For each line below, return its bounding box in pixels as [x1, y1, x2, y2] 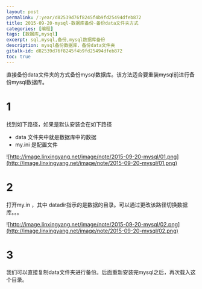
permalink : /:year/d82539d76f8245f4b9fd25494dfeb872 [6, 14, 142, 20]
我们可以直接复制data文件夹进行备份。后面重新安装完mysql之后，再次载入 [6, 269, 191, 276]
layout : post [6, 8, 39, 15]
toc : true [6, 54, 31, 60]
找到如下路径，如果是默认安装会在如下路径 [6, 120, 112, 128]
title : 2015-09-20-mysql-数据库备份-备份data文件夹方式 [6, 20, 139, 26]
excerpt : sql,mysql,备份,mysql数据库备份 [6, 37, 106, 43]
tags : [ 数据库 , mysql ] [6, 31, 58, 37]
